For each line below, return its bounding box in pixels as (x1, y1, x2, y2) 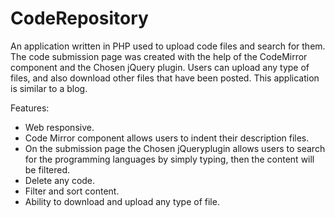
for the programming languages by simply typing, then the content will (24, 153, 315, 165)
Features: (10, 102, 50, 114)
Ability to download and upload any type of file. (24, 195, 220, 207)
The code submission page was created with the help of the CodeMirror (10, 50, 308, 62)
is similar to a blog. (10, 82, 88, 94)
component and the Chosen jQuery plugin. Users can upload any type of (10, 61, 310, 73)
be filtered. (24, 163, 71, 176)
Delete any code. (24, 174, 96, 186)
